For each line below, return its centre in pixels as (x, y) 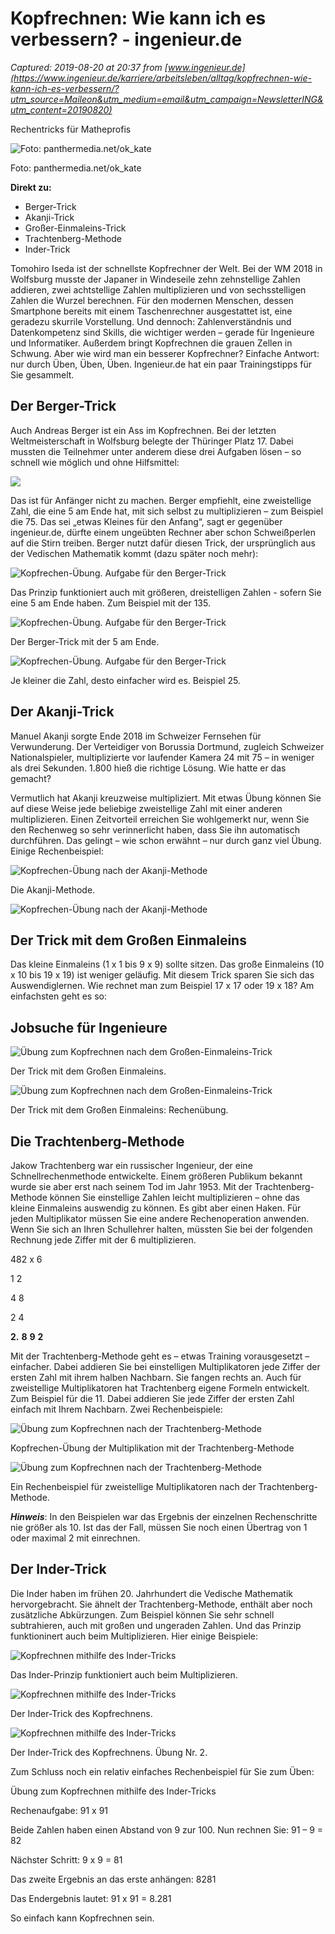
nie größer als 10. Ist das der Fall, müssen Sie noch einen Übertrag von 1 (159, 1527)
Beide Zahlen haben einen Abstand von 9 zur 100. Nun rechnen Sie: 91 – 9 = (167, 1829)
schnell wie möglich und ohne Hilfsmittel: (95, 462)
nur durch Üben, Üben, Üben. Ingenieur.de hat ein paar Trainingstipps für (161, 364)
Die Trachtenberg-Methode (97, 1141)
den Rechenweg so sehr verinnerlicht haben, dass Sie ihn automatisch (155, 829)
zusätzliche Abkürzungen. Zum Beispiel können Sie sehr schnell (142, 1614)
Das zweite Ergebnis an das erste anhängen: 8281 (113, 1879)
